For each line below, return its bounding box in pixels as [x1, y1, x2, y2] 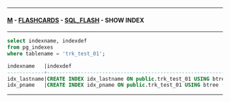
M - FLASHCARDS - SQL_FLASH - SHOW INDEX [7, 16, 145, 24]
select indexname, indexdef [7, 38, 88, 44]
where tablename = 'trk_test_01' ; [7, 50, 106, 57]
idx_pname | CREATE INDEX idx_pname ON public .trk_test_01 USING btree [7, 81, 219, 89]
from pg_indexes [7, 44, 53, 51]
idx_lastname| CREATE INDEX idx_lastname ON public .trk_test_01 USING [7, 75, 210, 82]
